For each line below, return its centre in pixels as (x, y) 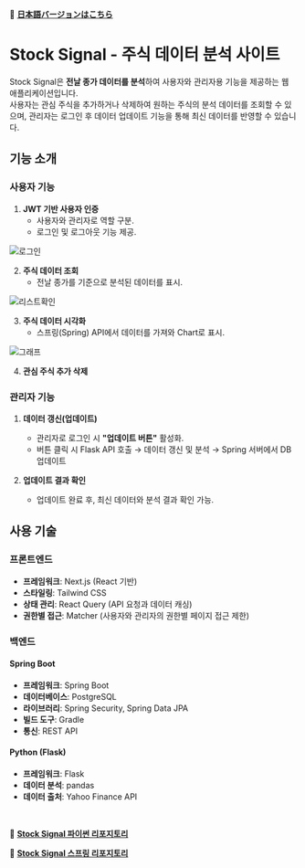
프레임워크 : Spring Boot (66, 685)
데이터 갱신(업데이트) (60, 418)
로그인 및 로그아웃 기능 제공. (86, 231)
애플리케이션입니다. (44, 93)
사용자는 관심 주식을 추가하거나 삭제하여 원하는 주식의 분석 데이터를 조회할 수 (146, 104)
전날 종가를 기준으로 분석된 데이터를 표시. (110, 281)
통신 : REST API (50, 731)
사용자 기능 (32, 187)
